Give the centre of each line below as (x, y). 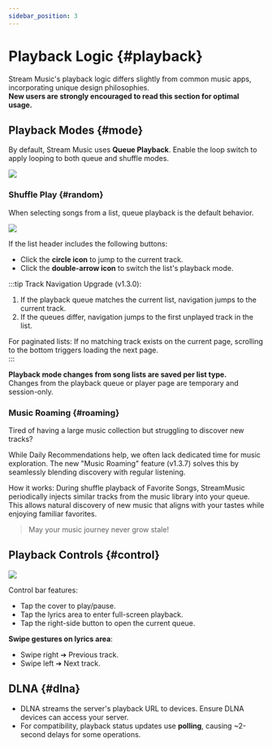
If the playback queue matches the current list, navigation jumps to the (138, 299)
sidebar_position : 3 (43, 16)
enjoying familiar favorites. (53, 513)
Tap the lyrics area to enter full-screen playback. (102, 614)
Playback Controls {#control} (84, 555)
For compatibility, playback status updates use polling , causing (126, 726)
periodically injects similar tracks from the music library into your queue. (129, 496)
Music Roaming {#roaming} (64, 413)
